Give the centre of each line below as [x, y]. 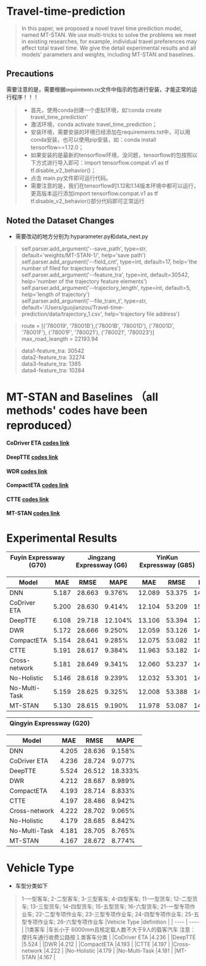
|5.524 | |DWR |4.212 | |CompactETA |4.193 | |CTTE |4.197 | [96, 945]
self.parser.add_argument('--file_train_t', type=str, [84, 301]
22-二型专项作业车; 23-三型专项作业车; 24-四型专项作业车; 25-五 [117, 914]
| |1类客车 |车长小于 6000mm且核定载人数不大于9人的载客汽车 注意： [109, 930]
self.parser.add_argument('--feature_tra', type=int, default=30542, [105, 275]
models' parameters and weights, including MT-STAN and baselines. [108, 54]
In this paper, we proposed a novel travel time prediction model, [102, 28]
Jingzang [102, 558]
